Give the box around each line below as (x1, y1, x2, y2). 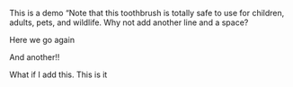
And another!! (9, 52, 60, 62)
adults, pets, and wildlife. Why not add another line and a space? (9, 17, 249, 28)
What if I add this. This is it (9, 69, 108, 80)
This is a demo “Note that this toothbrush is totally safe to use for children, (9, 8, 285, 18)
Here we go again (9, 35, 75, 45)
